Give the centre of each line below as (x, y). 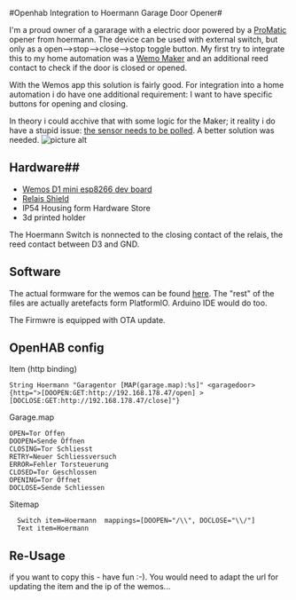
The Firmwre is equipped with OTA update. (87, 320)
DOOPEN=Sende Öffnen (47, 442)
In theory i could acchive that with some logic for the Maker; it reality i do (143, 121)
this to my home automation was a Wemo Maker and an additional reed (139, 58)
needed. (24, 140)
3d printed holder (54, 217)
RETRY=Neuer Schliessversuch (63, 457)
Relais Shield (45, 198)
